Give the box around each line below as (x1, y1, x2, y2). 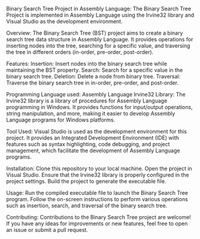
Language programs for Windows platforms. (6, 116, 116, 123)
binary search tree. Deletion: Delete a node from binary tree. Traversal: (6, 73, 181, 80)
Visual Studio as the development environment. (6, 18, 123, 25)
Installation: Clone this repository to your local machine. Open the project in (6, 165, 193, 172)
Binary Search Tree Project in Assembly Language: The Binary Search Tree (6, 5, 192, 12)
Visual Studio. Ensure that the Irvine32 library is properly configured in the (6, 171, 190, 179)
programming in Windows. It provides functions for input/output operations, (6, 104, 193, 110)
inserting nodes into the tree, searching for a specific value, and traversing (6, 42, 190, 49)
